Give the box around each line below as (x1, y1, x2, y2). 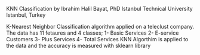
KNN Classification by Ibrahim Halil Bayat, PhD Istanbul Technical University (6, 5, 193, 12)
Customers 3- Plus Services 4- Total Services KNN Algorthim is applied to (6, 36, 189, 42)
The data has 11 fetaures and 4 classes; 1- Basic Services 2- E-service (6, 29, 179, 36)
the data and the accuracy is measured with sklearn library (6, 42, 151, 49)
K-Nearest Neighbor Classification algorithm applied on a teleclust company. (6, 23, 195, 30)
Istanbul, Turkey (6, 11, 46, 19)
